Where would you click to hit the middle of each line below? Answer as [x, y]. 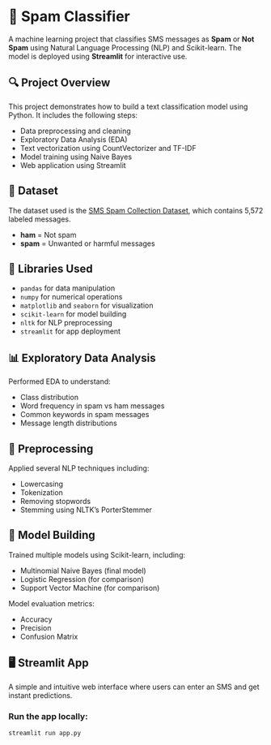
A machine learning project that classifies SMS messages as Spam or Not [131, 39]
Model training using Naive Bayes [76, 157]
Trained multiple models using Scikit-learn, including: [97, 554]
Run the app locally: [48, 716]
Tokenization [41, 493]
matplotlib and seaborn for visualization [87, 306]
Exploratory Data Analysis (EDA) [74, 139]
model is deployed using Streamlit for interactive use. [98, 56]
